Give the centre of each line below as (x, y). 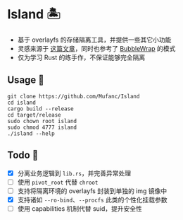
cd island (22, 103)
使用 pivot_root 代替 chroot (58, 182)
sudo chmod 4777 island (42, 127)
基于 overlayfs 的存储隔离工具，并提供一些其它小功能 (94, 40)
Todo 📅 (23, 155)
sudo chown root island (42, 121)
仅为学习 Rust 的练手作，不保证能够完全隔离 (81, 57)
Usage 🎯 (26, 80)
